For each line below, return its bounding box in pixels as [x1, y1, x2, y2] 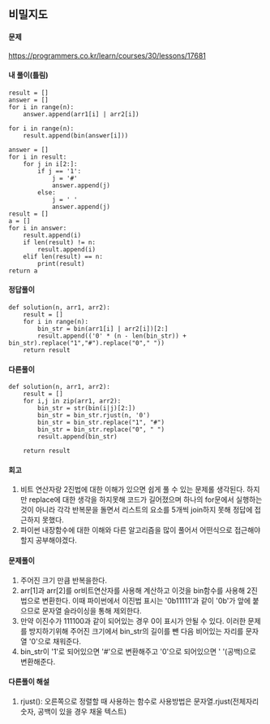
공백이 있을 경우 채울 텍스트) [37, 706, 127, 716]
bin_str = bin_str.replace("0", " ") [37, 425, 165, 434]
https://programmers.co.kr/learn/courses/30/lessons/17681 [8, 50, 207, 60]
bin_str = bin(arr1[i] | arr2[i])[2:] [37, 325, 169, 333]
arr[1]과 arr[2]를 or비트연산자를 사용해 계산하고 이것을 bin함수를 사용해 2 [19, 585, 251, 595]
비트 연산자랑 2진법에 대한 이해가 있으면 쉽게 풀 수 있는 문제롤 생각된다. [19, 485, 246, 495]
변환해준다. [19, 656, 56, 666]
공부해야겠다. [35, 535, 77, 545]
